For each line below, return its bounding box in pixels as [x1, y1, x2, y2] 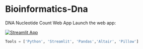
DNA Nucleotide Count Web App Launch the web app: [5, 20, 116, 26]
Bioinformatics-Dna [5, 3, 88, 15]
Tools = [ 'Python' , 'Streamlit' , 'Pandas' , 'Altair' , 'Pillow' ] [5, 39, 139, 44]
